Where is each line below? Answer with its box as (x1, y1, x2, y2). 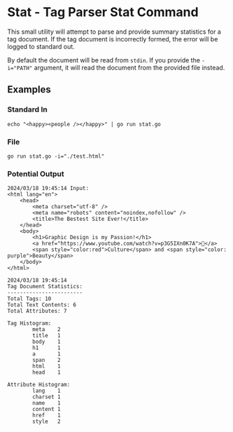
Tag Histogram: (7, 320, 52, 327)
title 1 (32, 332, 61, 339)
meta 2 (32, 326, 61, 333)
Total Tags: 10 (7, 295, 52, 302)
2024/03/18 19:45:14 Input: (7, 185, 90, 192)
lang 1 (32, 387, 61, 395)
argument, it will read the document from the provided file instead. (34, 63, 225, 72)
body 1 (32, 338, 61, 346)
